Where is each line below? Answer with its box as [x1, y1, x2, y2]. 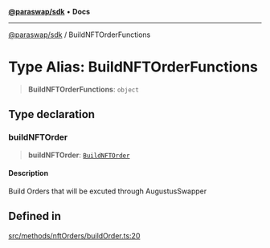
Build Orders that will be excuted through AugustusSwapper [8, 186, 207, 196]
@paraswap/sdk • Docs [8, 7, 91, 16]
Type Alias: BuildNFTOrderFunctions [8, 58, 259, 76]
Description [8, 169, 49, 178]
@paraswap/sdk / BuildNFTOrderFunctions [8, 30, 151, 39]
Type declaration [8, 108, 95, 121]
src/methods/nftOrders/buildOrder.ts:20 [8, 230, 141, 240]
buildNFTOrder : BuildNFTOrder [27, 150, 130, 160]
